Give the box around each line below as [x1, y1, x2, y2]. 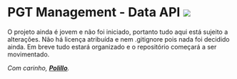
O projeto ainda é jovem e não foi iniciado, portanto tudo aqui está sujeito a [7, 28, 228, 36]
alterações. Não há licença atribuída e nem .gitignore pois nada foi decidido [7, 35, 230, 43]
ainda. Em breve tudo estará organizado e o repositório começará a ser [7, 42, 217, 51]
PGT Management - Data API [7, 4, 181, 20]
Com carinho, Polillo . [7, 63, 70, 72]
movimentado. [7, 50, 50, 59]
